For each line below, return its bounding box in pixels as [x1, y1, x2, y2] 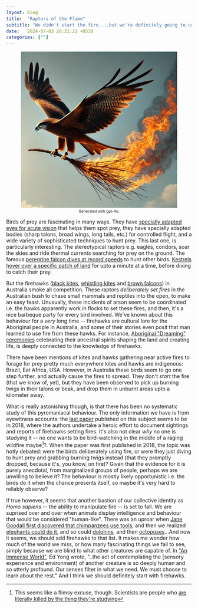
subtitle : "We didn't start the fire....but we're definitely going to [6, 22, 186, 28]
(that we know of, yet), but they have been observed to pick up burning [6, 379, 179, 386]
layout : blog [6, 9, 38, 15]
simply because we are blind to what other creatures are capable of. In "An [6, 547, 187, 554]
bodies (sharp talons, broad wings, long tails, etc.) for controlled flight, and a [6, 231, 192, 238]
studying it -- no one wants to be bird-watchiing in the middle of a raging [6, 434, 183, 442]
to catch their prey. [6, 268, 52, 275]
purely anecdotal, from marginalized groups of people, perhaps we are [6, 466, 178, 474]
